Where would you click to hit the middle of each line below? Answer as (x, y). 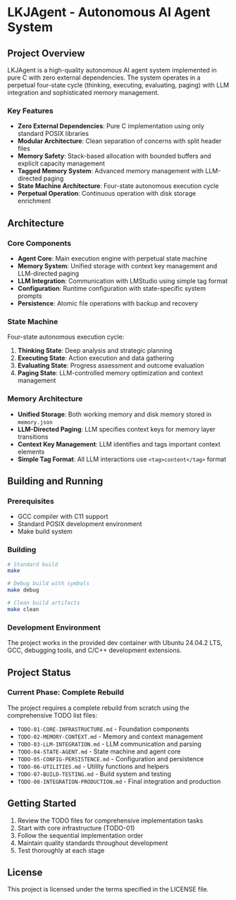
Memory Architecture (45, 399)
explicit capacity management (61, 163)
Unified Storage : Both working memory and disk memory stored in (114, 414)
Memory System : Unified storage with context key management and (117, 265)
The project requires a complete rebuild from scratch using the (98, 708)
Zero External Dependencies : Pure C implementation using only (111, 126)
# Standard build (33, 564)
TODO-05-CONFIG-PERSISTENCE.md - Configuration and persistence (111, 758)
